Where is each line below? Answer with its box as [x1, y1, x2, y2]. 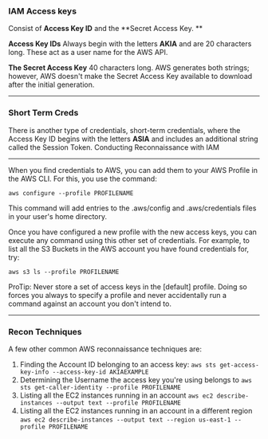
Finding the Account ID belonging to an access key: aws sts [19, 359, 217, 369]
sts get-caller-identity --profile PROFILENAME [19, 383, 181, 391]
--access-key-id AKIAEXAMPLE [52, 368, 149, 376]
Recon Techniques [8, 326, 82, 337]
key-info [19, 368, 49, 376]
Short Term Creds [8, 108, 79, 119]
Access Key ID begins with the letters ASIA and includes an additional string [8, 134, 258, 143]
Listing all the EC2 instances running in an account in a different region [19, 406, 253, 415]
